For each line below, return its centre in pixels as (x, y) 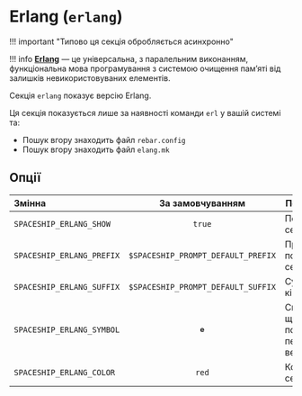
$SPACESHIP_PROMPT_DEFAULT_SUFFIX (203, 287)
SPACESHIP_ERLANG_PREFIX (67, 255)
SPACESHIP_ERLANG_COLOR (65, 372)
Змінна (30, 202)
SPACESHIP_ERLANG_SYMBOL (67, 329)
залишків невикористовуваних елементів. (90, 77)
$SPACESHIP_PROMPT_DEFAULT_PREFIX (203, 255)
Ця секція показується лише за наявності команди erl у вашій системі (145, 112)
